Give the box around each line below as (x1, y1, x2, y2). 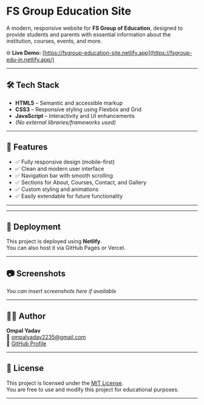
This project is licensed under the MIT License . (6, 379, 124, 387)
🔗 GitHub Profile (6, 340, 47, 347)
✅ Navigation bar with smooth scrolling (15, 171, 114, 179)
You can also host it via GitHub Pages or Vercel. (6, 244, 126, 252)
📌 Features (6, 142, 48, 153)
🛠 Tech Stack (6, 80, 59, 91)
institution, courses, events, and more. (6, 37, 102, 44)
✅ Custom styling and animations (15, 185, 99, 193)
